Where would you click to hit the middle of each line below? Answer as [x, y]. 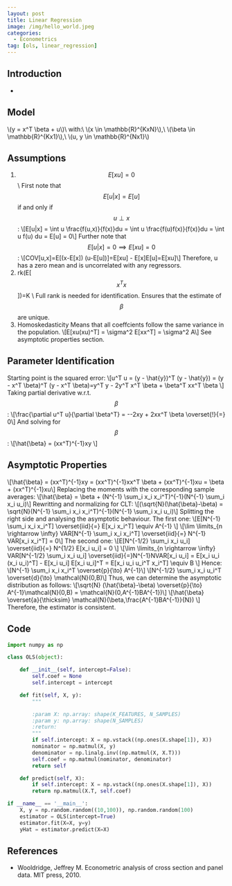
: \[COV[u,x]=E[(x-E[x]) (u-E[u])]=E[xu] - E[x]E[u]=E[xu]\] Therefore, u [117, 258]
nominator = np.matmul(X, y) [74, 747]
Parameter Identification [61, 361]
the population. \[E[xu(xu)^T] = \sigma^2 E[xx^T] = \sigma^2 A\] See [115, 332]
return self [50, 766]
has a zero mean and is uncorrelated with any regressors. [99, 266]
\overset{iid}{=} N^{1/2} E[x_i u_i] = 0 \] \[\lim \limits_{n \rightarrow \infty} [111, 548]
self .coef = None [57, 677]
